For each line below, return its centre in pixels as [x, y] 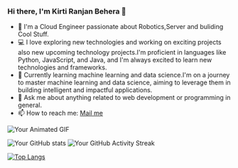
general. [30, 105]
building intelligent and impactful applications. [85, 90]
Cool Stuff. [33, 34]
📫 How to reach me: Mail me [60, 113]
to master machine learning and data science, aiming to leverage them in [124, 83]
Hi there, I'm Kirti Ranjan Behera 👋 [67, 11]
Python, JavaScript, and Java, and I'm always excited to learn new [115, 60]
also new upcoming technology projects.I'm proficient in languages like [122, 52]
